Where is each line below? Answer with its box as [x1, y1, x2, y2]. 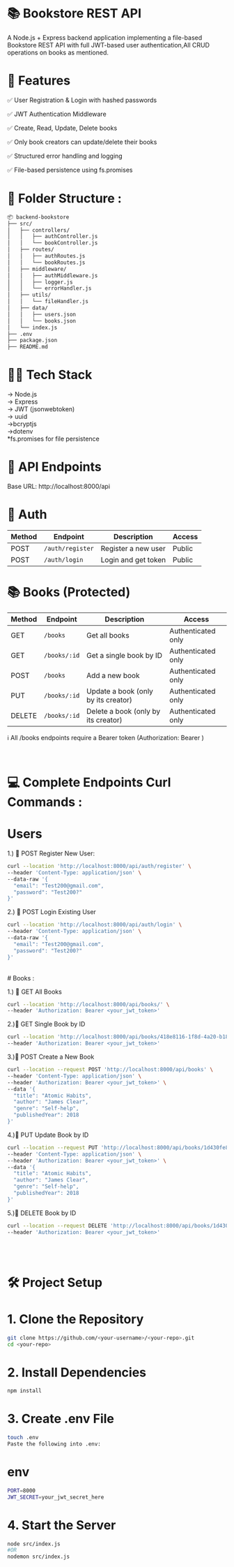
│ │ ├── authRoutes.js [7, 253, 86, 260]
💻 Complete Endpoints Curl [7, 774, 171, 790]
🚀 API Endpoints [7, 459, 102, 475]
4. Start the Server [7, 1517, 116, 1533]
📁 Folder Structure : [7, 191, 122, 207]
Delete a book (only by [86, 706, 161, 716]
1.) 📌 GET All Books [7, 987, 63, 996]
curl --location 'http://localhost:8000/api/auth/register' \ [7, 863, 192, 870]
